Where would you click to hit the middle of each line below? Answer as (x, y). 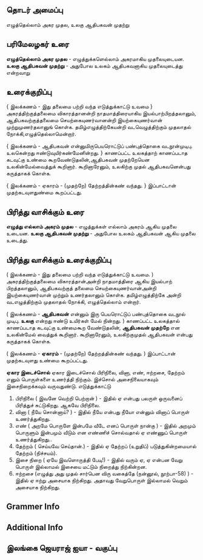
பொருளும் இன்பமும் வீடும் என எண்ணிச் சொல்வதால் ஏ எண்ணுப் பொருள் (101, 433)
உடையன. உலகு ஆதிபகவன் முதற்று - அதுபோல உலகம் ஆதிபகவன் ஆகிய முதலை (101, 233)
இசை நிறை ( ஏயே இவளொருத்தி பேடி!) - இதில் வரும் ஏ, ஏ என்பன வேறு (99, 460)
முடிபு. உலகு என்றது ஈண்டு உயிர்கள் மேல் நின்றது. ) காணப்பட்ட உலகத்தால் (93, 321)
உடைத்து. (17, 240)
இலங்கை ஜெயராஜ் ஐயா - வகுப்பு (62, 548)
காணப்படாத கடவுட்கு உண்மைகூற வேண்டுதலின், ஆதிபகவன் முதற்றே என (93, 328)
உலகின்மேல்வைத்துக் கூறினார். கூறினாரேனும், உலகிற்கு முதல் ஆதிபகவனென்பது (98, 167)
